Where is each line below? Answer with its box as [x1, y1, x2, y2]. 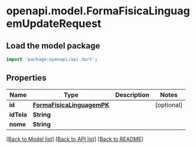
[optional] [155, 100, 183, 109]
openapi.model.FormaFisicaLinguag [6, 4, 191, 18]
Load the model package [6, 41, 101, 51]
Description [114, 91, 150, 99]
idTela [9, 110, 28, 119]
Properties [6, 73, 47, 83]
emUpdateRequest [6, 17, 102, 30]
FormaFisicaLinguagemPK [32, 100, 110, 109]
